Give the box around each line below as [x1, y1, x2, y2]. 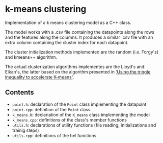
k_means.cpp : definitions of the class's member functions [12, 117, 127, 123]
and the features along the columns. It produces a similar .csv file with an [5, 34, 153, 40]
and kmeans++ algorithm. [5, 54, 57, 60]
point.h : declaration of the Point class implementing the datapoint [12, 101, 147, 107]
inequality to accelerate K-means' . [5, 74, 74, 80]
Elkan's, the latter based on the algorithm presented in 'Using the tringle [5, 69, 151, 74]
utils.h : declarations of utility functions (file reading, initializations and [12, 122, 156, 128]
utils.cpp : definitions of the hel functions [12, 132, 97, 138]
